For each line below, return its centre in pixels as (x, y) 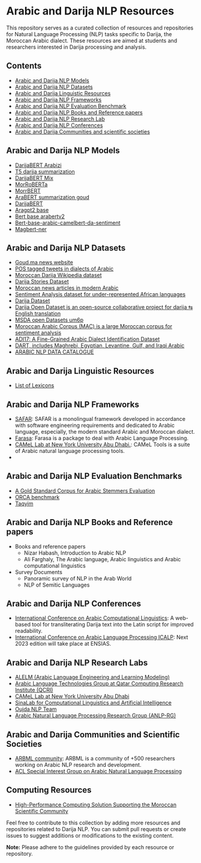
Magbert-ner (31, 229)
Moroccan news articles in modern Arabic (67, 288)
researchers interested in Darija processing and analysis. (76, 47)
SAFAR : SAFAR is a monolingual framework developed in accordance (100, 419)
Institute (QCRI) (34, 690)
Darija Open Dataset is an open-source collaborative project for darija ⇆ (104, 307)
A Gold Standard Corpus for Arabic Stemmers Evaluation (85, 491)
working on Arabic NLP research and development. (78, 765)
